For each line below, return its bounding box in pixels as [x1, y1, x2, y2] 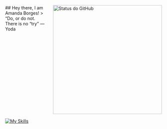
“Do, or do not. [5, 15, 36, 21]
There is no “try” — [5, 21, 45, 26]
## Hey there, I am [5, 5, 43, 10]
